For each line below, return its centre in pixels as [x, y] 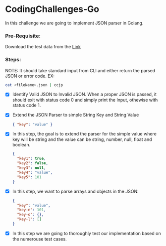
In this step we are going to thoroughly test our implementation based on [86, 233]
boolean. [21, 145]
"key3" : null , [31, 168]
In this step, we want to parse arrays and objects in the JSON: [75, 191]
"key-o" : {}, [30, 215]
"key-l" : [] [29, 219]
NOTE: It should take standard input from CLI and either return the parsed [80, 70]
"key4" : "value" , [35, 172]
